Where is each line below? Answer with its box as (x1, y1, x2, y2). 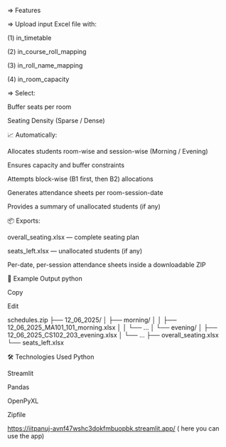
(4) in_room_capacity (7, 75, 70, 83)
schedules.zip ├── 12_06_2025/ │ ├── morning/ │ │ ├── (7, 316, 177, 324)
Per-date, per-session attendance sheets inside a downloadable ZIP (7, 261, 206, 269)
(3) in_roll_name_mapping (7, 61, 83, 70)
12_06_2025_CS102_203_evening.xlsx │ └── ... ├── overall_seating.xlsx (7, 331, 219, 339)
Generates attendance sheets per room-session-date (7, 189, 163, 196)
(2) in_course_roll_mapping (7, 48, 87, 56)
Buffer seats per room (7, 102, 72, 111)
